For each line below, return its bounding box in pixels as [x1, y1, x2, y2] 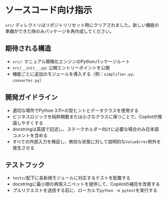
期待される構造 [5, 44, 51, 53]
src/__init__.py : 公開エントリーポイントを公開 [12, 64, 110, 70]
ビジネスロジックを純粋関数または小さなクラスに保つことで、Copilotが [12, 113, 158, 120]
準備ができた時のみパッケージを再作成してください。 [5, 28, 114, 34]
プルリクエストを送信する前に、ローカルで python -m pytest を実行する [12, 188, 158, 194]
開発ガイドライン [5, 93, 58, 102]
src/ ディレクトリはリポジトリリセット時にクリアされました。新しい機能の [5, 22, 160, 28]
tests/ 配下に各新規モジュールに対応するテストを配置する [12, 175, 131, 181]
